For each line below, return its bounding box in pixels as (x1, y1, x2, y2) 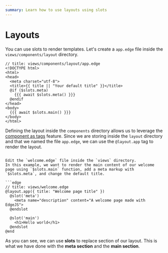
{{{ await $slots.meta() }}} (14, 92, 76, 97)
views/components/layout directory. (5, 51, 79, 57)
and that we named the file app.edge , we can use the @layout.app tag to (5, 138, 154, 144)
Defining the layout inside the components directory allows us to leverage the (5, 128, 163, 134)
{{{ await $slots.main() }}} (10, 110, 71, 115)
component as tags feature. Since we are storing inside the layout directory (5, 133, 163, 139)
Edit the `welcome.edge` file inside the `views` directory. (5, 158, 137, 163)
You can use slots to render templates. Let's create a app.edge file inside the (5, 46, 163, 52)
